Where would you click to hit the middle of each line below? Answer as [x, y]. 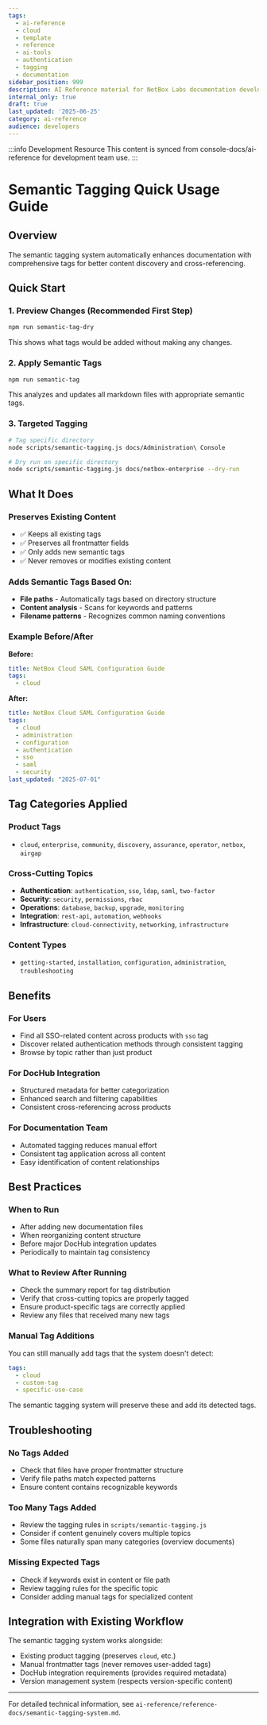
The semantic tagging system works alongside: [85, 1641]
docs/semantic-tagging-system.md [64, 1713]
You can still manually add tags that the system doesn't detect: [111, 1353]
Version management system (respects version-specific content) [126, 1681]
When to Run [34, 1209]
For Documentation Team [58, 1127]
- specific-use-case [49, 1390]
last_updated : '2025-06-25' [55, 112]
